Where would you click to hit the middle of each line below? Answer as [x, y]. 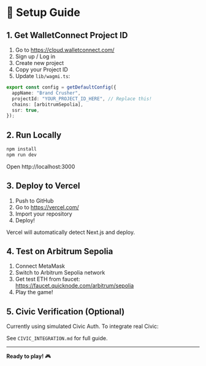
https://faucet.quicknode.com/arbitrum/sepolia [74, 286]
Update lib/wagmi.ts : [43, 76]
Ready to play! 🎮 [29, 356]
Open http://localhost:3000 [41, 166]
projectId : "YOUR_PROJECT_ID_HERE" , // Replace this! [82, 99]
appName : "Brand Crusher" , [46, 93]
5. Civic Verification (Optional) [66, 312]
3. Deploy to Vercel [44, 186]
